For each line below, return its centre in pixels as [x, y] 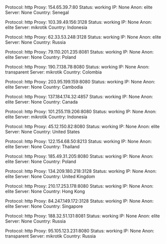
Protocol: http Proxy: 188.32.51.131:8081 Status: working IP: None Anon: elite [83, 216]
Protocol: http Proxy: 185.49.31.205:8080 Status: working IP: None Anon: [79, 156]
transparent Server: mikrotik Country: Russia [51, 236]
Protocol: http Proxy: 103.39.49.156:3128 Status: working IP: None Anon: [79, 22]
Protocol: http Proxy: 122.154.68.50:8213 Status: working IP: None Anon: [79, 141]
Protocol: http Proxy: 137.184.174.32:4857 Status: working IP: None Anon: [79, 97]
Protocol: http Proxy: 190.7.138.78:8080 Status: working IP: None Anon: [77, 67]
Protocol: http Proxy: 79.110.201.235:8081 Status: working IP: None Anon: [79, 52]
